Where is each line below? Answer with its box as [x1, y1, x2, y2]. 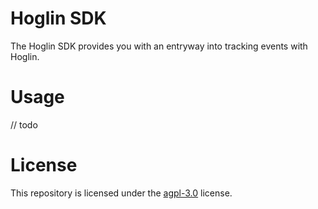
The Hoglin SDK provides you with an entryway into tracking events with [10, 40, 308, 52]
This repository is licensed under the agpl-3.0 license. [10, 187, 233, 199]
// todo [10, 118, 38, 131]
